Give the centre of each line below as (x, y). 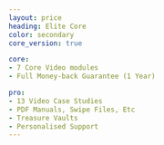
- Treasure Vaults (43, 118)
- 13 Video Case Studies (56, 101)
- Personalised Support (54, 126)
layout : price (36, 18)
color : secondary (41, 34)
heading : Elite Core (48, 26)
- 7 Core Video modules (54, 68)
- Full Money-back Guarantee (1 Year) (82, 77)
